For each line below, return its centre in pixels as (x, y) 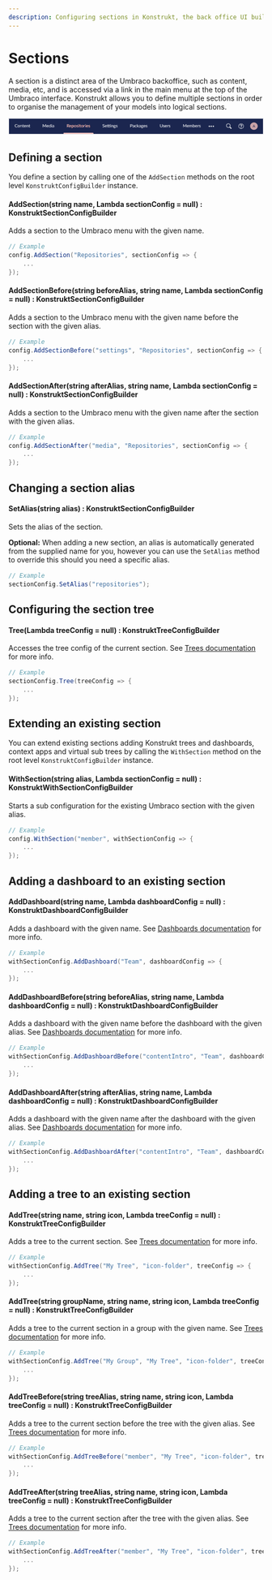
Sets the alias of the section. (56, 527)
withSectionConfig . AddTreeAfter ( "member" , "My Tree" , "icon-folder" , (128, 1552)
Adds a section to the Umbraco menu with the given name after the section (134, 412)
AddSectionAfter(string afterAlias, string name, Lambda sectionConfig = (133, 386)
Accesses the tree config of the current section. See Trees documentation (132, 648)
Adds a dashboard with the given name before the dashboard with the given (135, 1023)
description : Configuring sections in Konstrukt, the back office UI (128, 17)
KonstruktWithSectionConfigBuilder (71, 788)
